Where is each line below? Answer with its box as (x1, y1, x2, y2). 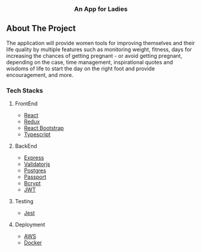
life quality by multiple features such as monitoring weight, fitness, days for (6, 46, 192, 53)
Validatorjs (23, 161, 50, 168)
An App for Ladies (74, 5, 128, 13)
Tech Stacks (6, 86, 43, 94)
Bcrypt (23, 180, 41, 187)
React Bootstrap (23, 124, 64, 132)
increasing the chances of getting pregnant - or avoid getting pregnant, (6, 52, 183, 59)
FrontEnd (14, 100, 38, 107)
